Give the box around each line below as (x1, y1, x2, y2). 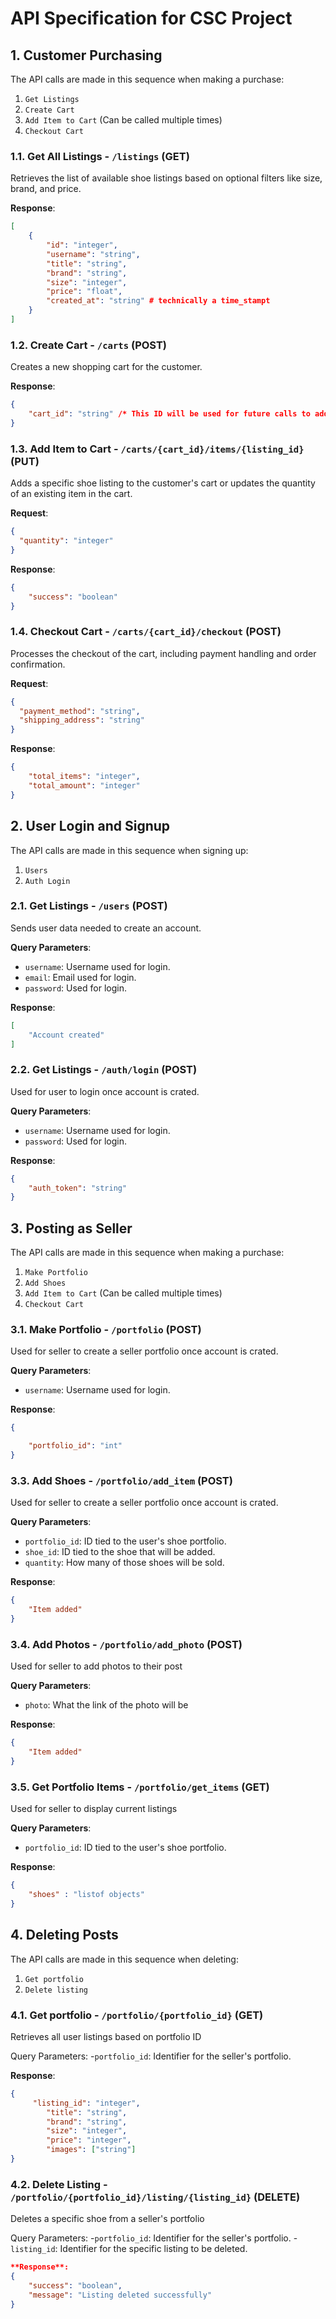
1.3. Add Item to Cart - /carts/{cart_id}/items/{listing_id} (10, 442, 305, 456)
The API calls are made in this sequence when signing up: (10, 844, 249, 856)
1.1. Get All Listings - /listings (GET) (10, 149, 190, 163)
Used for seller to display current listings (10, 1803, 178, 1815)
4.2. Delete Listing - (10, 2177, 108, 2191)
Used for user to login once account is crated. (10, 1085, 200, 1097)
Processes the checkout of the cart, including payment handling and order (10, 647, 317, 659)
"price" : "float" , (46, 287, 123, 297)
